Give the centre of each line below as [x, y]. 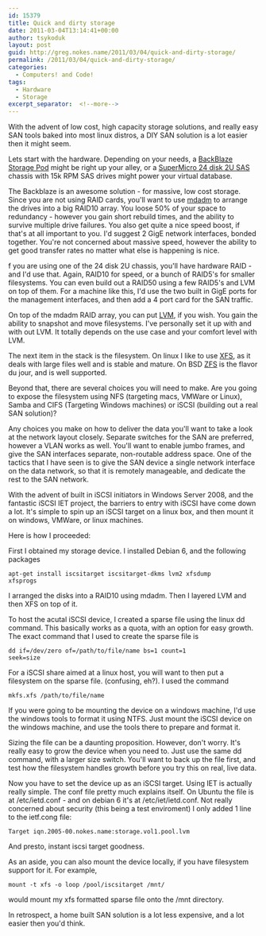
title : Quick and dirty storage [62, 23]
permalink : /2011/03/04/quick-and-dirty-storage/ [92, 60]
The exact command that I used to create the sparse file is [104, 636]
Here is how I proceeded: [50, 536]
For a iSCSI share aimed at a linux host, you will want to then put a [116, 673]
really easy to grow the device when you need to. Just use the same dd [125, 751]
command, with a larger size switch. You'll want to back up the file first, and [132, 760]
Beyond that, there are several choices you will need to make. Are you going [133, 388]
